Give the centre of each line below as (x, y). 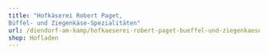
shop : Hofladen (33, 38)
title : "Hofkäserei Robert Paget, (66, 15)
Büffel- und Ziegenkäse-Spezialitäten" (75, 23)
